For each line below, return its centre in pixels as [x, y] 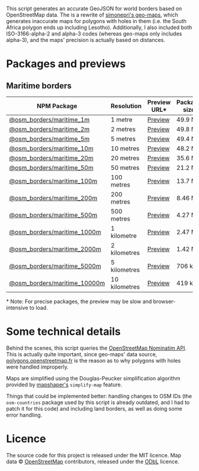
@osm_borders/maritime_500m [53, 215]
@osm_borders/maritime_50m [51, 168]
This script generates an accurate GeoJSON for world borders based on [94, 9]
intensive [17, 308]
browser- [164, 301]
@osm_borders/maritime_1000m [55, 232]
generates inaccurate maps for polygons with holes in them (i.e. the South [96, 21]
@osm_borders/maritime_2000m [55, 249]
